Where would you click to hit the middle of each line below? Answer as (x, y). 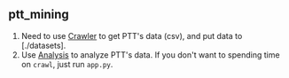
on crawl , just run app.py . (67, 64)
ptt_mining (39, 15)
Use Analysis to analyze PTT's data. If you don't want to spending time (150, 55)
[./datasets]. (43, 45)
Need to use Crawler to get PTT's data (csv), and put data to (132, 35)
